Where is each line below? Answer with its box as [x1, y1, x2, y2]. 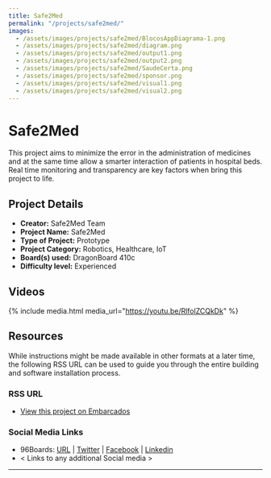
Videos [8, 285, 45, 298]
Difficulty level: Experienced [19, 261, 117, 271]
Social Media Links [8, 426, 84, 438]
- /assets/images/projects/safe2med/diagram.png [15, 42, 182, 50]
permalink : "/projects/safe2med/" [8, 19, 125, 27]
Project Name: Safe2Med [19, 227, 106, 237]
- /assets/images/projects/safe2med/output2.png [15, 57, 182, 65]
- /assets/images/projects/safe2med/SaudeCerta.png [15, 64, 194, 73]
